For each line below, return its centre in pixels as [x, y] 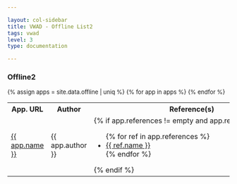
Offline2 [22, 77]
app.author [69, 145]
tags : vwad [23, 33]
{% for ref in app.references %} [158, 137]
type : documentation [38, 47]
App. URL [28, 109]
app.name [28, 145]
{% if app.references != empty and [151, 121]
